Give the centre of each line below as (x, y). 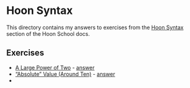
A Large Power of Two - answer (55, 67)
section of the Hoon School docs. (48, 33)
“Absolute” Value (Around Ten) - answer (65, 74)
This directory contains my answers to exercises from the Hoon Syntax (95, 27)
